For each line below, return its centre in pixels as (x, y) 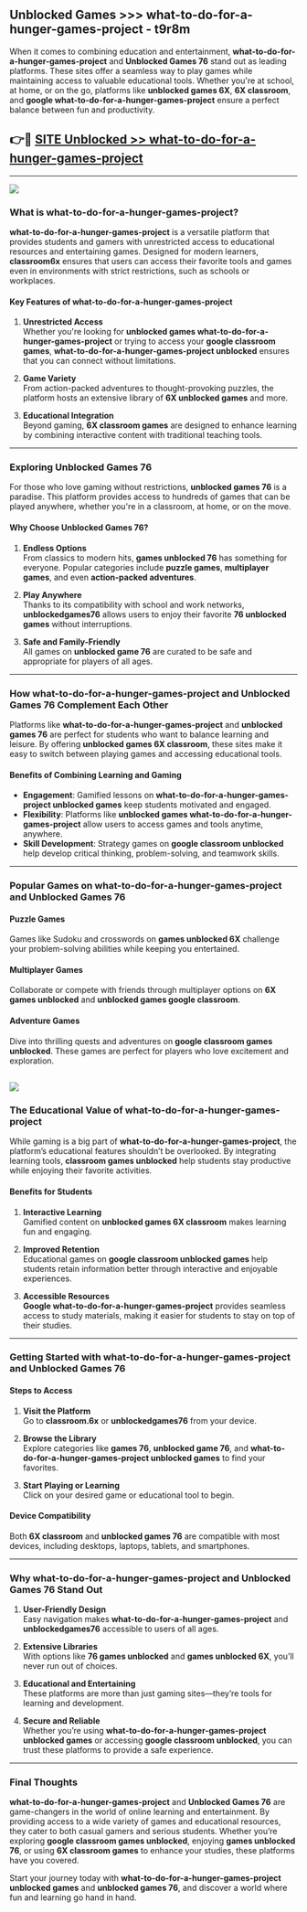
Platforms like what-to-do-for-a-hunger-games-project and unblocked (146, 724)
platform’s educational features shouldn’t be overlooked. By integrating (143, 1151)
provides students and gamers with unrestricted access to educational (142, 241)
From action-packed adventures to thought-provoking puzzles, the (148, 389)
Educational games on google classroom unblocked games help (145, 1259)
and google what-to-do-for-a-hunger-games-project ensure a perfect (145, 100)
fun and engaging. (57, 1231)
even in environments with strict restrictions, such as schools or (129, 271)
